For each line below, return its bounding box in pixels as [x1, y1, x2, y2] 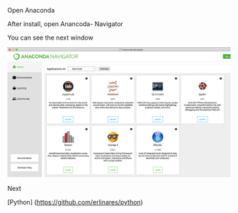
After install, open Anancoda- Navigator [7, 20, 124, 28]
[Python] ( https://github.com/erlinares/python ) [7, 197, 143, 206]
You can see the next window [7, 33, 93, 42]
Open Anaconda [7, 6, 55, 14]
